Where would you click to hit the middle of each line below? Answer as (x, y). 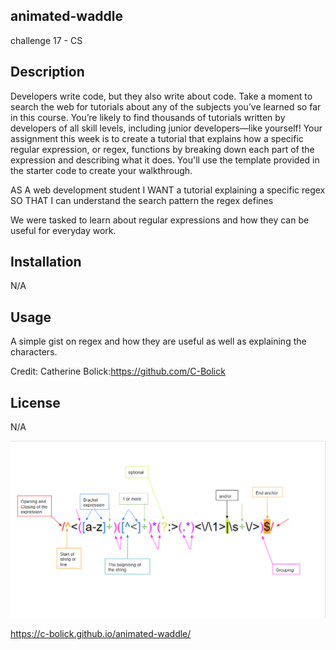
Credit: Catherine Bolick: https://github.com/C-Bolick (118, 371)
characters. (34, 352)
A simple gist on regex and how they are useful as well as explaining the (158, 341)
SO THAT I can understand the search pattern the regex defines (142, 200)
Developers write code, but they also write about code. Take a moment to (161, 96)
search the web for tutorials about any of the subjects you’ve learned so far (166, 106)
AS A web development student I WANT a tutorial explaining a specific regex (168, 190)
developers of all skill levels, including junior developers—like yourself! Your (166, 128)
